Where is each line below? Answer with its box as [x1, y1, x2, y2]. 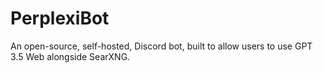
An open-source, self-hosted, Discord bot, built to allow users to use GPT [10, 40, 313, 52]
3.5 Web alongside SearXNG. [10, 50, 131, 62]
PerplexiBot [10, 7, 110, 30]
